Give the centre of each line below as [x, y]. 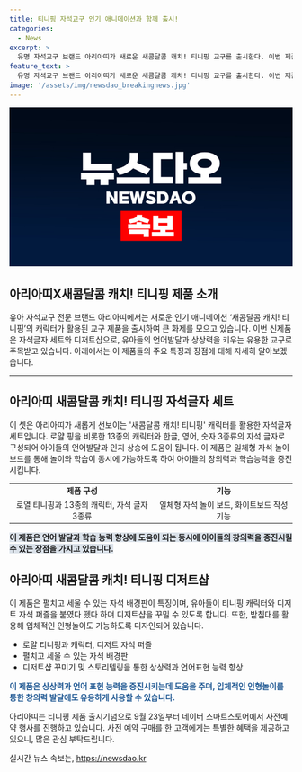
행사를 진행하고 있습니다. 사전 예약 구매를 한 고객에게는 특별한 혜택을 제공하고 [154, 728]
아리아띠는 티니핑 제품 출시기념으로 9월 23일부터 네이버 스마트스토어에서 [137, 717]
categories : [31, 28]
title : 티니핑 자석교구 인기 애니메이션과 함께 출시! [94, 19]
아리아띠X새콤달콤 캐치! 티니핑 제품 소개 [114, 293]
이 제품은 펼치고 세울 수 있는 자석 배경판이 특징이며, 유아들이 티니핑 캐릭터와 [142, 603]
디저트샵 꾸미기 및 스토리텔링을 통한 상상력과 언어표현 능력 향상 [133, 667]
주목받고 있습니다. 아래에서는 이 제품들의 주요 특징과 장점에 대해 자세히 [133, 351]
